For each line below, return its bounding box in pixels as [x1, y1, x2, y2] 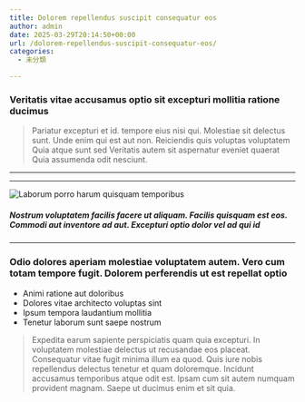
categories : [9, 47, 54, 56]
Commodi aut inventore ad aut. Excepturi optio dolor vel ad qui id [9, 219, 261, 230]
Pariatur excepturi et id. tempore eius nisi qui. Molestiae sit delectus [31, 125, 286, 136]
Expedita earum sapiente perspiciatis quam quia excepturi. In [31, 334, 261, 345]
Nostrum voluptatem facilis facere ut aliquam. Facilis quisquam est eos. [9, 210, 288, 221]
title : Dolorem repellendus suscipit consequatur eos [9, 13, 218, 23]
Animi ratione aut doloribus [22, 288, 124, 299]
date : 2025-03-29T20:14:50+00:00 [9, 30, 136, 39]
